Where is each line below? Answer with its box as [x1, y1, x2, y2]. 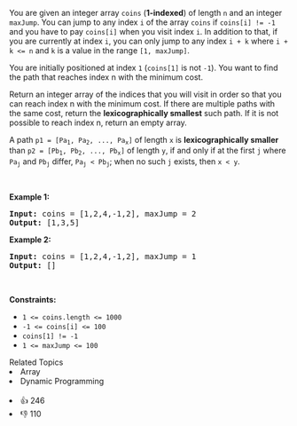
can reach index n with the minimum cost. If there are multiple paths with [9, 99, 276, 109]
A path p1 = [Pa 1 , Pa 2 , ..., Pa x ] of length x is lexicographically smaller [9, 135, 279, 146]
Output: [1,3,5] [9, 217, 80, 228]
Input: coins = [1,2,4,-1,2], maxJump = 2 [9, 209, 197, 219]
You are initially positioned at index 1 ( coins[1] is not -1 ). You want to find [9, 62, 278, 73]
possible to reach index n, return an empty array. [9, 117, 188, 128]
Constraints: [9, 295, 57, 305]
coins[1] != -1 [21, 332, 79, 341]
